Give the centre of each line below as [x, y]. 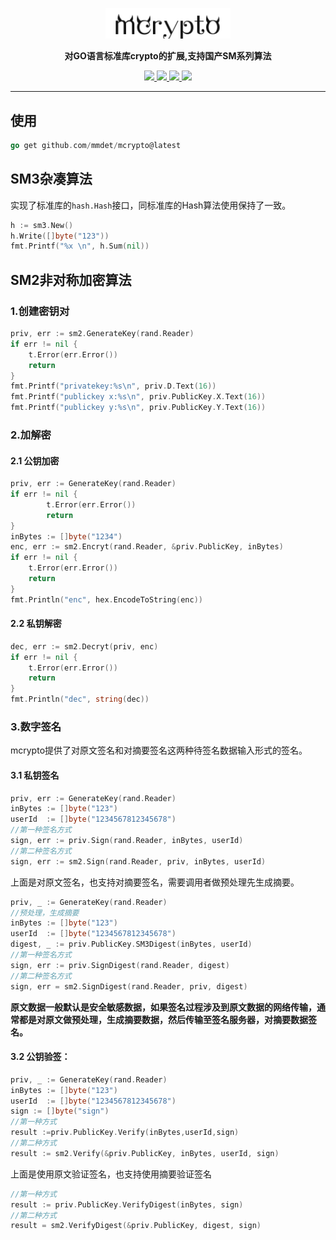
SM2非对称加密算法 [71, 279]
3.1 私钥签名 [35, 775]
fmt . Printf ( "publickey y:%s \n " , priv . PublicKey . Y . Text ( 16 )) [138, 408]
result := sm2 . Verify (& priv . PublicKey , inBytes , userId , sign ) [145, 1153]
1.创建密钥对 [40, 311]
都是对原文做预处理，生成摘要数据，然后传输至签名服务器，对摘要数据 [163, 1019]
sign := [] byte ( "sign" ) [60, 1111]
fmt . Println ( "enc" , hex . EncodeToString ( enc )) [106, 599]
